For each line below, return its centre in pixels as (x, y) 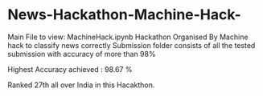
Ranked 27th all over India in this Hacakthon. (81, 85)
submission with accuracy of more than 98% (82, 54)
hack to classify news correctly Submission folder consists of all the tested (131, 45)
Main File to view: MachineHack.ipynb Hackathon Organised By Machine (128, 37)
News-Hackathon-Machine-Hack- (125, 15)
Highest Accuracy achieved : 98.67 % (70, 69)
